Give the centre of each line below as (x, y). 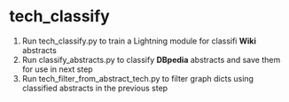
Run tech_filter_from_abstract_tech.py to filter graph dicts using (138, 78)
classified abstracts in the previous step (95, 88)
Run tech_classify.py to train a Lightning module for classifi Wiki (139, 41)
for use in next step (57, 69)
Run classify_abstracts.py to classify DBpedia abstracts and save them (151, 59)
